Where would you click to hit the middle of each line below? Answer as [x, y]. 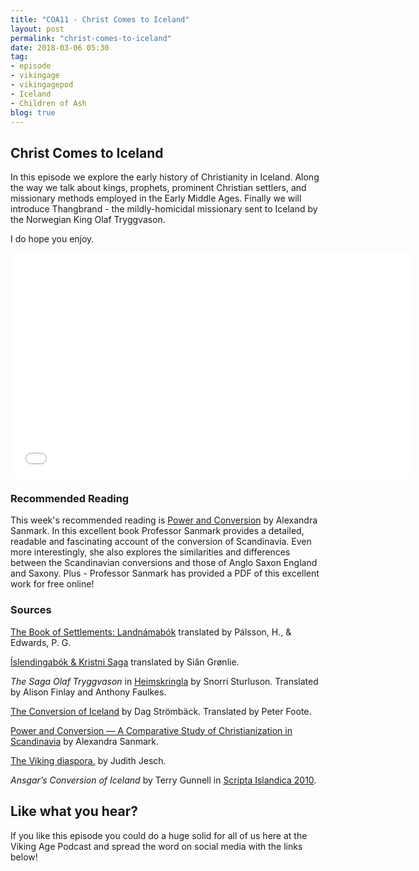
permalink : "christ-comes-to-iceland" [91, 38]
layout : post [37, 29]
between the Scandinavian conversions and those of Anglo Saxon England [164, 563]
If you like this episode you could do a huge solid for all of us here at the [159, 835]
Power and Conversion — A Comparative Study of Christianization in [151, 730]
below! [24, 857]
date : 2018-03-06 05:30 [60, 47]
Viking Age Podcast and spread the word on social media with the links [156, 846]
